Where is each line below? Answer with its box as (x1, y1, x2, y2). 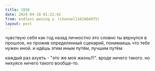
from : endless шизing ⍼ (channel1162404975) (5, 16, 100, 21)
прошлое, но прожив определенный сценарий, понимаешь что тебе (5, 40, 150, 46)
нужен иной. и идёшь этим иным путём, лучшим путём (5, 45, 123, 51)
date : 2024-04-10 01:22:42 (5, 12, 61, 17)
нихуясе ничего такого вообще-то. (5, 60, 79, 66)
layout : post (5, 21, 32, 26)
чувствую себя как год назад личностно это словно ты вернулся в (5, 35, 147, 41)
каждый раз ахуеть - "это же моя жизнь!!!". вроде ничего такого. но (5, 55, 150, 61)
